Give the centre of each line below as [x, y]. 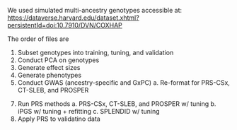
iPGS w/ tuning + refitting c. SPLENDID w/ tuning [89, 111]
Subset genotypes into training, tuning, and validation [96, 53]
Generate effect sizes [49, 67]
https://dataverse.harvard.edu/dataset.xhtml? [73, 18]
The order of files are [38, 39]
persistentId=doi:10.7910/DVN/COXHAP [65, 25]
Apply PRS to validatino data [59, 119]
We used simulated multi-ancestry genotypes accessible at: [95, 10]
